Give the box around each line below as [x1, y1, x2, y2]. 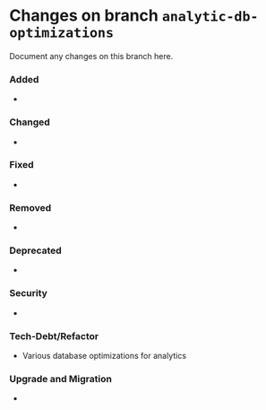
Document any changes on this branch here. [9, 50, 174, 61]
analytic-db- [161, 8, 259, 25]
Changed [9, 116, 51, 128]
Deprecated [9, 244, 63, 257]
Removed [9, 201, 52, 214]
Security [9, 287, 47, 300]
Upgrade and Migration [9, 372, 112, 385]
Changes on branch [9, 5, 159, 26]
